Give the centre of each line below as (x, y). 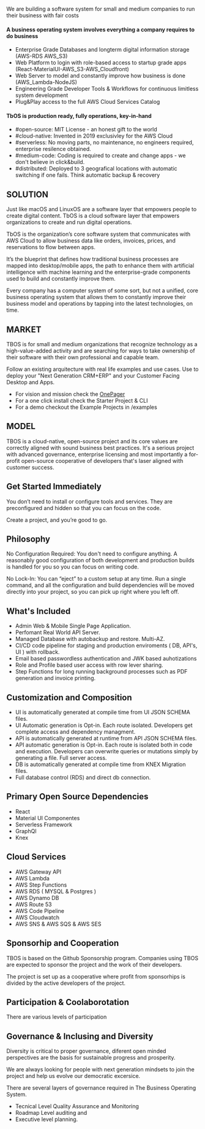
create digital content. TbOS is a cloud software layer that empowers (93, 216)
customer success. (30, 467)
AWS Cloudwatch (37, 917)
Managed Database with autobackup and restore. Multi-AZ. (90, 639)
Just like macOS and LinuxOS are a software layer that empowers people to (102, 209)
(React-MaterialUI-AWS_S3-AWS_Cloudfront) (72, 69)
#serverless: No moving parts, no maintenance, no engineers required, (104, 142)
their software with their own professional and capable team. (83, 357)
